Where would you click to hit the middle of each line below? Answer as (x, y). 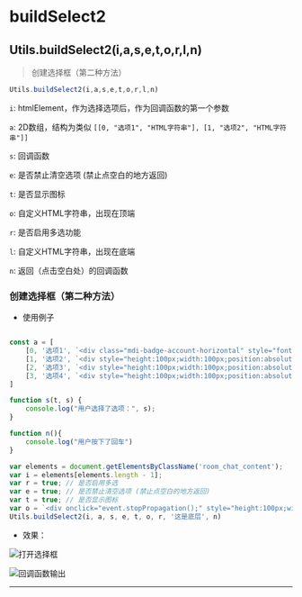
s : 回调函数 (30, 156)
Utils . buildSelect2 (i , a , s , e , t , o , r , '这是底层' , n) (115, 516)
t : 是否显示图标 (37, 194)
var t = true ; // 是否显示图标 (64, 500)
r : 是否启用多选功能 (45, 232)
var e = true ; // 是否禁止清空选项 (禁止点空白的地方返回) (110, 492)
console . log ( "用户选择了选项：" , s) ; (90, 409)
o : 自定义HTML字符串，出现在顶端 (72, 213)
